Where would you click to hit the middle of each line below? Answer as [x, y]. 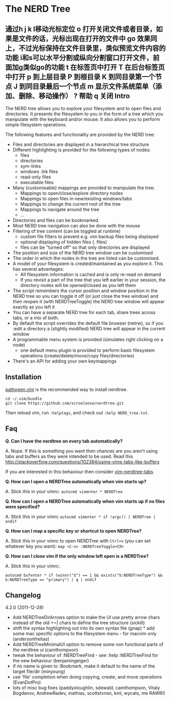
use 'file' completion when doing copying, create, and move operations [87, 677]
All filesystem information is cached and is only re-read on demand [91, 274]
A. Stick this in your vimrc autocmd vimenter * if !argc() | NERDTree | [81, 516]
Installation [23, 377]
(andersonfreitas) [31, 639]
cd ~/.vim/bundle [24, 399]
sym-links [31, 166]
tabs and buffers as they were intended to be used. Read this [69, 456]
